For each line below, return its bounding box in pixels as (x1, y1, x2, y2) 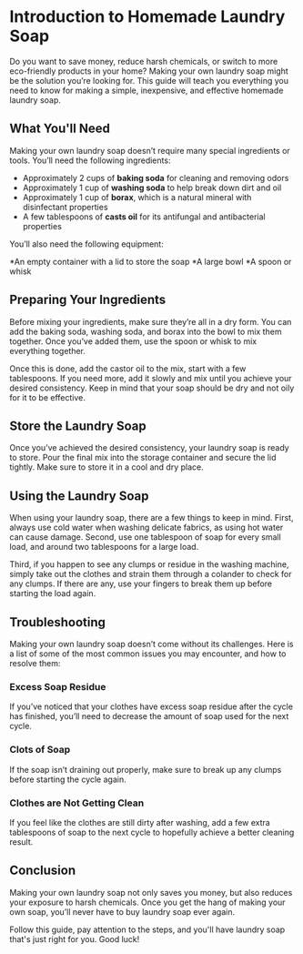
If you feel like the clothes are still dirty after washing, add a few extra (9, 817, 270, 827)
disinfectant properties (22, 201, 108, 212)
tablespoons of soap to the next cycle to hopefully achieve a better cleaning (9, 827, 295, 837)
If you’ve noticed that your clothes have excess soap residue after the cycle (9, 701, 294, 712)
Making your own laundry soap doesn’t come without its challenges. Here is (9, 639, 294, 649)
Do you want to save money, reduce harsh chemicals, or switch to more (9, 56, 278, 66)
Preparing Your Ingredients (9, 292, 167, 308)
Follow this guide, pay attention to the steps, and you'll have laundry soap (9, 924, 286, 935)
